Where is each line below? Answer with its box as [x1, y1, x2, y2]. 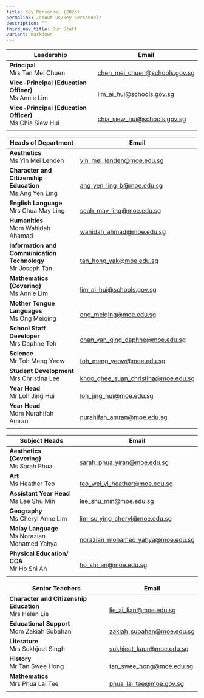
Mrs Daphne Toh [9, 340, 57, 348]
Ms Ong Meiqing [9, 314, 56, 323]
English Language [9, 199, 63, 207]
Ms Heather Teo [9, 479, 55, 488]
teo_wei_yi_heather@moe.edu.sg [79, 479, 173, 488]
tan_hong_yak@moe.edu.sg [80, 256, 159, 265]
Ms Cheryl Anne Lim [9, 515, 67, 523]
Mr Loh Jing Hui [9, 392, 55, 400]
